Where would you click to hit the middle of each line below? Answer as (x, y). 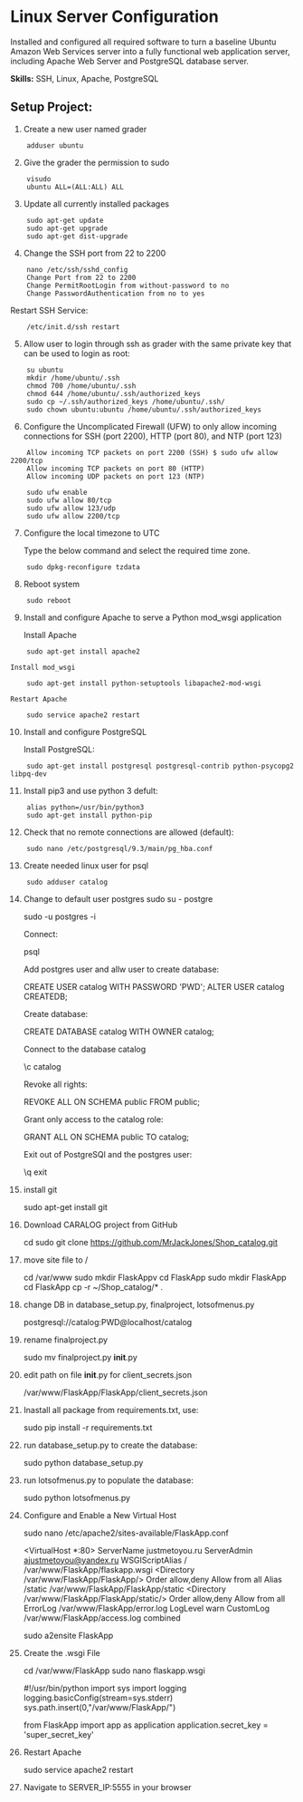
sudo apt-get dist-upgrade (77, 236)
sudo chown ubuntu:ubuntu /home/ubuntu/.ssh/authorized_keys (144, 410)
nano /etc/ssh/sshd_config (77, 269)
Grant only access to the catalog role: (93, 1119)
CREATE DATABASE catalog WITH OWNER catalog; (119, 1032)
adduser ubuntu (55, 145)
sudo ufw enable (57, 492)
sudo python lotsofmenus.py (76, 1497)
